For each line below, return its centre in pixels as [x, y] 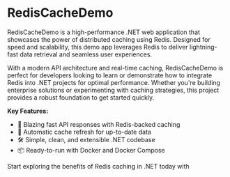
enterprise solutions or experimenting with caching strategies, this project [113, 90]
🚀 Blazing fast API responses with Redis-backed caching [99, 124]
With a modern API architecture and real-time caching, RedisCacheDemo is [115, 68]
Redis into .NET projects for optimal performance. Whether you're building [114, 82]
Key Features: [28, 111]
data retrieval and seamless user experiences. [86, 54]
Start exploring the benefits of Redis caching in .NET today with [98, 166]
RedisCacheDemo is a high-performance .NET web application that [104, 32]
